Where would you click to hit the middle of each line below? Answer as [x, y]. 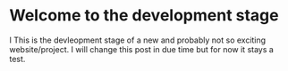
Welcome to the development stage [144, 16]
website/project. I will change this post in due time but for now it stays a [142, 49]
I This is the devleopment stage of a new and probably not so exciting [138, 40]
